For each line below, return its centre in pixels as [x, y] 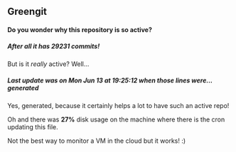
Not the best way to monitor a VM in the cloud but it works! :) [97, 141]
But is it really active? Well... [48, 64]
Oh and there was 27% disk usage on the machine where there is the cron [116, 119]
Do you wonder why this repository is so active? [80, 29]
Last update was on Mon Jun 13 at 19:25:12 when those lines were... [110, 80]
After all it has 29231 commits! [54, 46]
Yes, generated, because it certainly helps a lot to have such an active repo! [118, 105]
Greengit [27, 12]
